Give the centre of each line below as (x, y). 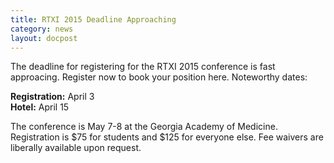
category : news (42, 29)
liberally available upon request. (76, 148)
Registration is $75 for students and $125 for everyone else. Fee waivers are (167, 137)
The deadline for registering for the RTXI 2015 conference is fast (143, 67)
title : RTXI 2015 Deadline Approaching (93, 19)
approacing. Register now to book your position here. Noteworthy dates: (159, 77)
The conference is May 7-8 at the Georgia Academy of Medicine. (144, 127)
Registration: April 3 (52, 97)
